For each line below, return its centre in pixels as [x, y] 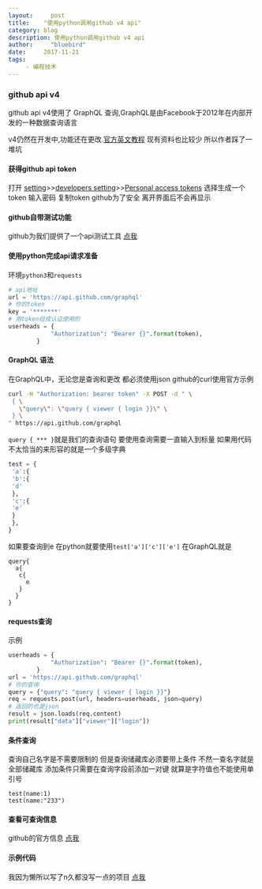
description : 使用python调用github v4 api [77, 38]
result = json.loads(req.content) [65, 714]
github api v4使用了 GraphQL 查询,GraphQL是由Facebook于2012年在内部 [127, 113]
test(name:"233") [37, 801]
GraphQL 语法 [31, 360]
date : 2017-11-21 [44, 52]
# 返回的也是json [34, 707]
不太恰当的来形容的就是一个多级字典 [67, 449]
